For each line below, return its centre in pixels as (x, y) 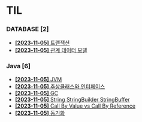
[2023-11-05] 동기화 (40, 113)
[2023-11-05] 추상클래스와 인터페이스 (60, 86)
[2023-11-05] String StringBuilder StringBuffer (72, 99)
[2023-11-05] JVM (38, 79)
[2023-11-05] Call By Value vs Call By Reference (75, 106)
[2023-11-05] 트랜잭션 (42, 43)
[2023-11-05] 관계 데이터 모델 (51, 50)
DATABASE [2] (28, 29)
